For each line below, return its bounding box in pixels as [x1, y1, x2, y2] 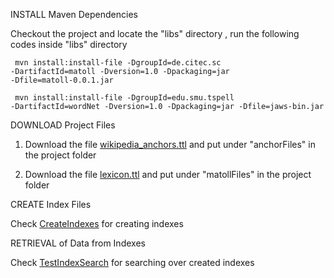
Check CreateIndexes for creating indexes [10, 218, 184, 229]
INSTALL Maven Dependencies [10, 9, 138, 20]
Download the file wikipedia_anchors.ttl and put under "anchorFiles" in [24, 139, 316, 150]
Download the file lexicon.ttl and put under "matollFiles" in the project [24, 169, 312, 180]
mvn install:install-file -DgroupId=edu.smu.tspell [14, 93, 235, 103]
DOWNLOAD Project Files [10, 119, 116, 131]
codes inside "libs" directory [10, 39, 128, 50]
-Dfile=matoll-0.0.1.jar [10, 75, 114, 85]
